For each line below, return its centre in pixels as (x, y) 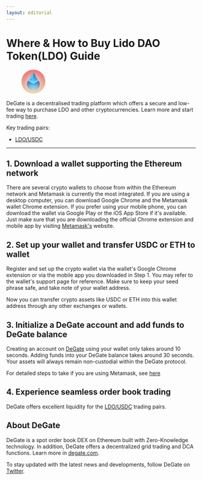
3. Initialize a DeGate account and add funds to (95, 325)
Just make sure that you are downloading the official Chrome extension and (100, 220)
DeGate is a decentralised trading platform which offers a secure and (92, 103)
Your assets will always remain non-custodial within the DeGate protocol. (97, 362)
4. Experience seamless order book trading (89, 392)
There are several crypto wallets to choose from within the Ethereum (91, 188)
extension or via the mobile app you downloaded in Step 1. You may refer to (100, 275)
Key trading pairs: (28, 128)
